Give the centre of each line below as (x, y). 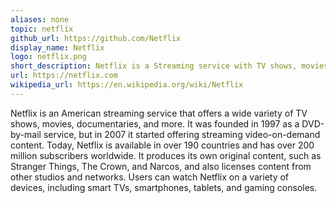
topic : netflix (42, 29)
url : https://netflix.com (64, 76)
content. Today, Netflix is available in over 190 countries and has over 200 (162, 145)
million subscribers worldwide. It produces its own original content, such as (166, 155)
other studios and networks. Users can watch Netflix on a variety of (150, 177)
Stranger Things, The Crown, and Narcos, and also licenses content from (161, 166)
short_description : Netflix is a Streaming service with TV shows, (154, 66)
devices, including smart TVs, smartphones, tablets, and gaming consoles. (164, 187)
